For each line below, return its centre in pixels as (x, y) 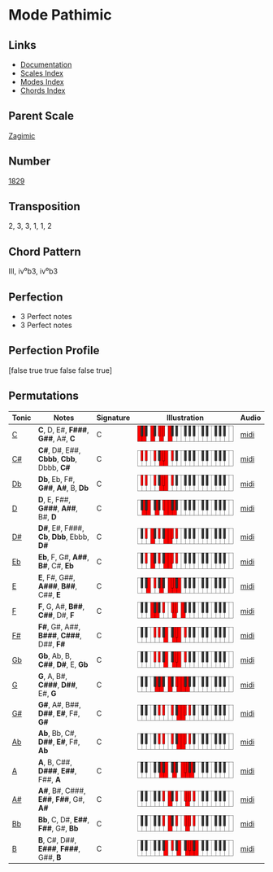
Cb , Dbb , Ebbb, (63, 537)
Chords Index (43, 90)
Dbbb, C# (54, 468)
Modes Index (42, 82)
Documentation (46, 64)
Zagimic (22, 135)
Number (30, 162)
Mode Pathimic (60, 15)
